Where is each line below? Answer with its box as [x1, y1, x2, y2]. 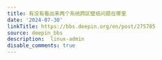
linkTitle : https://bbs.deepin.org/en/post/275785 [7, 23, 156, 30]
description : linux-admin [7, 36, 85, 43]
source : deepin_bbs [7, 29, 63, 37]
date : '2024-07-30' [7, 17, 63, 23]
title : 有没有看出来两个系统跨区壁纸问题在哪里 [7, 10, 127, 17]
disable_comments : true [7, 42, 76, 49]
